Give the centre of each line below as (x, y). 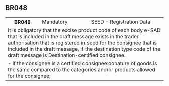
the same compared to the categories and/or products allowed (82, 69)
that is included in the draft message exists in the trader (73, 36)
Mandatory (55, 22)
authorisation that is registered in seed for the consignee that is (82, 43)
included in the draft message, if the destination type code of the (84, 49)
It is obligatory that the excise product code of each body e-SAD (84, 30)
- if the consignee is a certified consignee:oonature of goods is (82, 63)
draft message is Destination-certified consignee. (67, 55)
